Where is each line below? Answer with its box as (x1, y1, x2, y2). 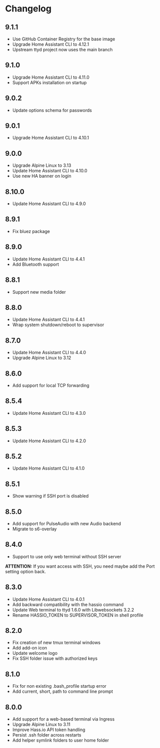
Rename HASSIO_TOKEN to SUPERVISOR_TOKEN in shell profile (12, 612, 144, 618)
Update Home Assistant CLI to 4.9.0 (12, 201, 86, 207)
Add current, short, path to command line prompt (12, 688, 113, 695)
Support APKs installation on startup (12, 79, 87, 85)
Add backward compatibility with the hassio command (12, 601, 124, 608)
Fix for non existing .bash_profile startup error (12, 683, 107, 689)
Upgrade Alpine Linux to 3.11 (12, 722, 71, 728)
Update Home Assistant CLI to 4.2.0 (12, 438, 86, 444)
